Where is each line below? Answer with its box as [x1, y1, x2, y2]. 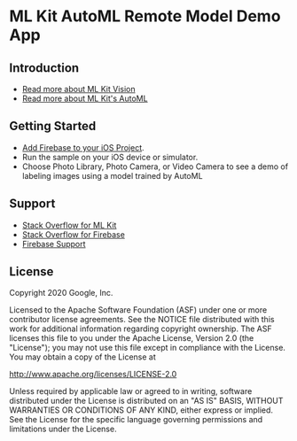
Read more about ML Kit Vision [21, 84, 136, 94]
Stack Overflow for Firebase [21, 228, 126, 240]
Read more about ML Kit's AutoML [21, 93, 148, 104]
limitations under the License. [9, 423, 117, 435]
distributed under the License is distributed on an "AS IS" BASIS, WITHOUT [9, 396, 284, 406]
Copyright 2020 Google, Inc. [9, 288, 113, 298]
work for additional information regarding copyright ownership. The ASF [9, 323, 272, 334]
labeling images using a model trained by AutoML [21, 170, 203, 181]
